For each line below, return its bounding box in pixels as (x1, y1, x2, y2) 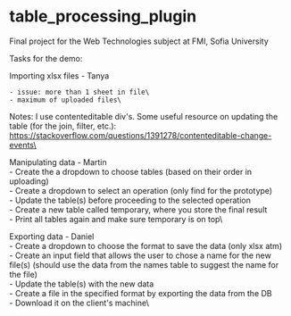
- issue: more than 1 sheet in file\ (9, 87, 150, 96)
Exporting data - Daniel (9, 230, 95, 242)
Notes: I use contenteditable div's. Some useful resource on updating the (9, 111, 279, 121)
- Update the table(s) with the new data (9, 279, 154, 289)
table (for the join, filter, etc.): (9, 121, 117, 131)
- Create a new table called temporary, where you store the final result (9, 204, 268, 215)
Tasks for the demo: (9, 53, 83, 63)
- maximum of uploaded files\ (9, 96, 122, 104)
